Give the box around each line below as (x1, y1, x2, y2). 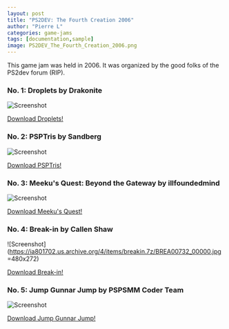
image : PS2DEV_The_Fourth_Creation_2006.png (7, 42, 137, 49)
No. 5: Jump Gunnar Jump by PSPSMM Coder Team (7, 286, 184, 295)
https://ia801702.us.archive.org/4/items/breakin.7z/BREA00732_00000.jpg (9, 248, 222, 256)
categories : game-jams (7, 29, 72, 37)
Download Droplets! (7, 114, 63, 123)
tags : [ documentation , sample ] (7, 36, 94, 43)
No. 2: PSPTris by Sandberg (7, 132, 102, 141)
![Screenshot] (7, 240, 46, 248)
